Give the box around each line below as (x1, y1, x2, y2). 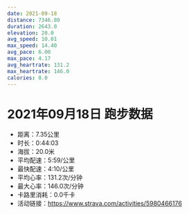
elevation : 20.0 (7, 29, 54, 37)
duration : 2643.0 (7, 23, 57, 30)
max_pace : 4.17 (7, 55, 51, 62)
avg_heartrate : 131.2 (7, 61, 70, 68)
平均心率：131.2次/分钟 (17, 173, 83, 182)
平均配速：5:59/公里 (17, 156, 75, 164)
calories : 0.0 (7, 74, 48, 81)
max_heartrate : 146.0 (7, 68, 70, 75)
